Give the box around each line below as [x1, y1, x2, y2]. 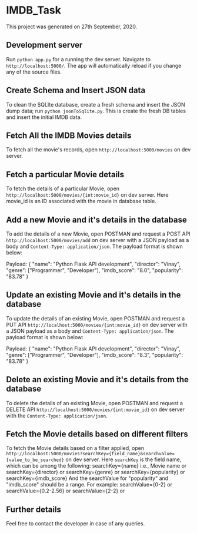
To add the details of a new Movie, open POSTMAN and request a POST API [6, 230, 191, 237]
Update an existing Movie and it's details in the [6, 290, 181, 300]
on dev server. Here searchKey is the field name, [65, 456, 182, 463]
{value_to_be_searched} [6, 457, 65, 463]
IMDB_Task [6, 4, 62, 17]
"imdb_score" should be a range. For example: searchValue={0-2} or [6, 481, 172, 488]
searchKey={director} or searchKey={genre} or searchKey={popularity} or [6, 469, 185, 476]
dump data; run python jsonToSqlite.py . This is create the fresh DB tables [6, 107, 186, 114]
